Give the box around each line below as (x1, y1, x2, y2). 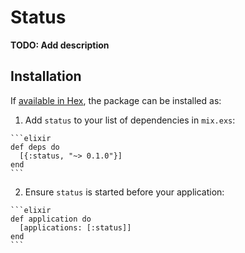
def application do (10, 214, 92, 224)
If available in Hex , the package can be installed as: (10, 94, 222, 106)
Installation (10, 68, 82, 85)
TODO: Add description (10, 39, 110, 51)
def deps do (10, 142, 60, 152)
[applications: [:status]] (19, 222, 132, 233)
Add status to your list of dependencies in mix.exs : (24, 114, 236, 126)
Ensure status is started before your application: (24, 186, 225, 198)
